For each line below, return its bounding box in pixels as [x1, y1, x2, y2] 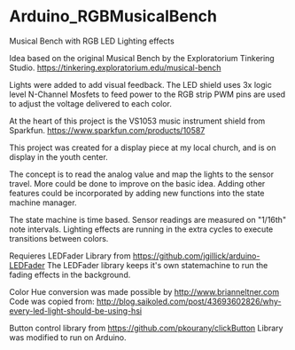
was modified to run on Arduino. [9, 331, 127, 343]
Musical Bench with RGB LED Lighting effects [9, 36, 175, 46]
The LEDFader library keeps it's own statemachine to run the [47, 259, 268, 270]
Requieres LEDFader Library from [9, 251, 131, 261]
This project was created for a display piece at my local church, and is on [9, 142, 276, 153]
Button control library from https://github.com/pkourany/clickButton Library [9, 322, 283, 333]
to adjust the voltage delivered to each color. [9, 98, 173, 108]
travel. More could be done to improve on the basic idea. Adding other [9, 178, 266, 188]
